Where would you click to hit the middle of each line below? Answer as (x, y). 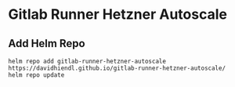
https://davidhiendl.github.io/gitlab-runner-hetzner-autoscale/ (117, 68)
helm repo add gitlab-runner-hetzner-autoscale (87, 61)
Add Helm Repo (47, 43)
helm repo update (36, 75)
